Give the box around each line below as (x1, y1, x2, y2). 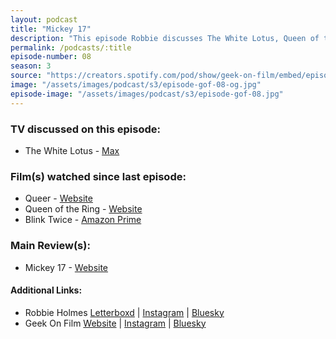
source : (10, 71, 43, 81)
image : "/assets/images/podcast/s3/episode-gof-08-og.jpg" (10, 80, 262, 90)
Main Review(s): (10, 239, 91, 253)
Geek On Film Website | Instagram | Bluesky (24, 317, 207, 329)
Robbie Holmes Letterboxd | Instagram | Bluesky (24, 306, 225, 318)
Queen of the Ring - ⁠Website (24, 203, 143, 215)
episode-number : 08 (10, 52, 92, 62)
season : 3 (10, 61, 52, 71)
